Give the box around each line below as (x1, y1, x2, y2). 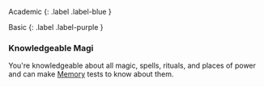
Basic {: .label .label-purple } (8, 23, 104, 31)
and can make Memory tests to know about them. (8, 69, 174, 79)
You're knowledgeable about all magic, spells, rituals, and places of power (8, 60, 257, 71)
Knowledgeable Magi (8, 42, 94, 53)
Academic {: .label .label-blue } (8, 7, 112, 16)
